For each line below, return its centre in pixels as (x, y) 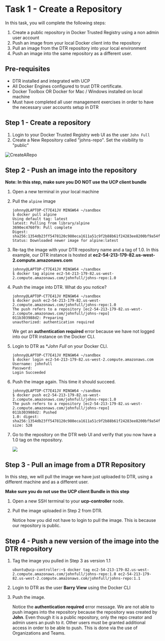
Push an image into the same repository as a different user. (72, 53)
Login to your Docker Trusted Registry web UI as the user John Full (81, 135)
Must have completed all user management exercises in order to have (83, 102)
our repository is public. (36, 526)
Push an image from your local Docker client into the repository (76, 43)
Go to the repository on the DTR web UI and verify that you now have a (84, 435)
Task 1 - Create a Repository (64, 9)
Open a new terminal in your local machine (56, 192)
